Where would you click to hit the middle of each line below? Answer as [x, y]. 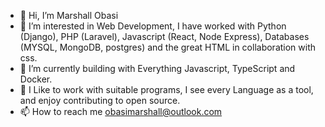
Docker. [36, 79]
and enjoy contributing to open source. [100, 100]
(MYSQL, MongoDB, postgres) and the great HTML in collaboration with [168, 47]
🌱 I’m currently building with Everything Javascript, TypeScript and [157, 68]
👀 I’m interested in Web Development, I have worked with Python [153, 26]
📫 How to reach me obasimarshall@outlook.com [121, 111]
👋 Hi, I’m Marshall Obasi [69, 15]
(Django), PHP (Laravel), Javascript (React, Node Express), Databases [164, 36]
